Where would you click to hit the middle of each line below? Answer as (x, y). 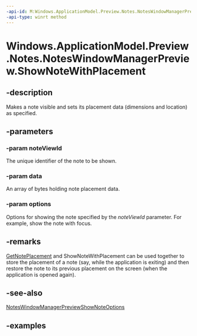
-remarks (23, 242)
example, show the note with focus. (49, 223)
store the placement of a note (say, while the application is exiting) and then (98, 262)
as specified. (22, 113)
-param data (24, 176)
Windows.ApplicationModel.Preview (98, 46)
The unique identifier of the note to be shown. (62, 161)
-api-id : (17, 11)
